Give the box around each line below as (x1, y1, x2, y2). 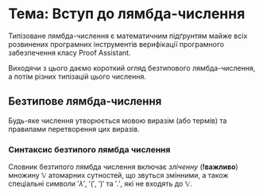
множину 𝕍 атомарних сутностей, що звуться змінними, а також (8, 171, 229, 180)
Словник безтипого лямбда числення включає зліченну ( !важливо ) (8, 162, 238, 171)
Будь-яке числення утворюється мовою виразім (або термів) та (8, 116, 227, 125)
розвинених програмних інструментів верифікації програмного (8, 39, 225, 48)
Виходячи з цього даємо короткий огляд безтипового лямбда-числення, (8, 63, 256, 72)
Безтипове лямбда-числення (8, 94, 162, 108)
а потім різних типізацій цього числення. (8, 71, 147, 81)
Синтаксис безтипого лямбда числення (8, 144, 171, 155)
